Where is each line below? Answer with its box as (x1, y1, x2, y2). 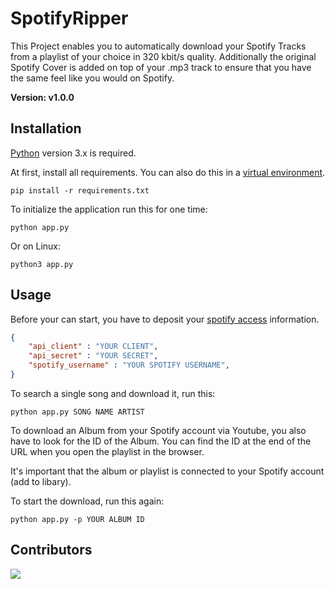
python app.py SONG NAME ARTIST (10, 407, 145, 417)
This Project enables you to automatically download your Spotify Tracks (10, 40, 307, 52)
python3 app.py (10, 259, 74, 269)
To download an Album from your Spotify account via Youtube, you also (10, 424, 307, 436)
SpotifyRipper (10, 7, 129, 30)
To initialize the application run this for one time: (10, 203, 208, 215)
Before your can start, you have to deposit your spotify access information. (10, 313, 320, 325)
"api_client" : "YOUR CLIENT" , (28, 342, 159, 352)
